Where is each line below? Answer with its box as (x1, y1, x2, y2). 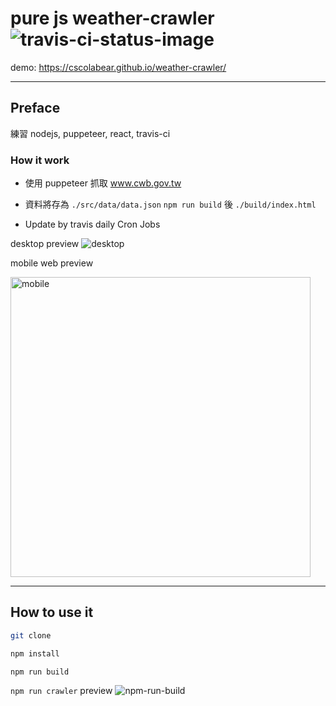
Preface (10, 100, 61, 117)
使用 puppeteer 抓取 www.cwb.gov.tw (24, 177, 182, 189)
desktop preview (10, 238, 80, 250)
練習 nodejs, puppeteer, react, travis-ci (10, 127, 171, 139)
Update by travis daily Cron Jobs (24, 218, 161, 231)
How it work (10, 153, 70, 167)
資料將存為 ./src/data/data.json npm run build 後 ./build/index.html (24, 198, 317, 211)
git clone (10, 630, 52, 641)
